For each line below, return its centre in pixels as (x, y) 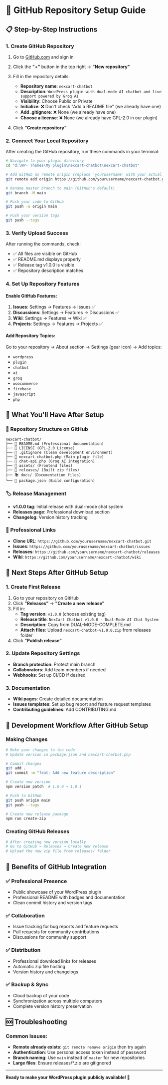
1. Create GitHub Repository (40, 46)
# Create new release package (37, 814)
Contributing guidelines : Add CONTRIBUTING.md (65, 710)
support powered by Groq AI (49, 96)
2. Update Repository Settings (43, 653)
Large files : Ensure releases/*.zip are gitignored (62, 1063)
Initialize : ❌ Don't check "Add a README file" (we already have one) (91, 106)
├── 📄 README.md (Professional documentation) (55, 444)
